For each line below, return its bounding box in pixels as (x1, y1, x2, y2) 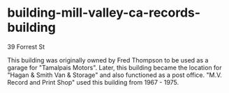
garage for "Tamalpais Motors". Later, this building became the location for (7, 63, 222, 71)
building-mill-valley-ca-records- (7, 5, 201, 21)
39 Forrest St (7, 42, 45, 51)
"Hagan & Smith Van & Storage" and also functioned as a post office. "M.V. (7, 71, 222, 79)
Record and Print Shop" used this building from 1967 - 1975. (7, 78, 179, 86)
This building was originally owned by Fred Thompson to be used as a (7, 56, 209, 64)
